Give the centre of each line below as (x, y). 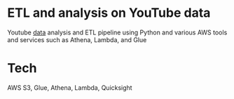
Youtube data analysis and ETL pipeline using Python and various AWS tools (117, 32)
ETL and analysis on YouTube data (109, 13)
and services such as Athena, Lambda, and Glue (77, 39)
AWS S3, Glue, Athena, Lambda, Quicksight (70, 87)
